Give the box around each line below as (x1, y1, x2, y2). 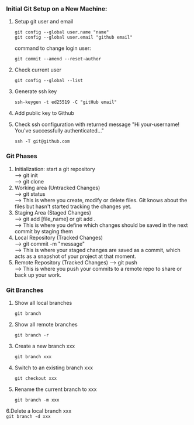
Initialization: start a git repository (14, 165, 95, 172)
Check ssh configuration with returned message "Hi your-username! (14, 121, 180, 128)
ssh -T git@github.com (14, 138, 70, 145)
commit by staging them (14, 227, 73, 234)
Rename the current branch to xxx (14, 386, 97, 393)
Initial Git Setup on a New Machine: (6, 5, 108, 13)
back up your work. (14, 271, 62, 278)
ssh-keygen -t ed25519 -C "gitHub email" (14, 99, 117, 106)
